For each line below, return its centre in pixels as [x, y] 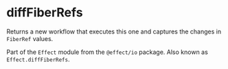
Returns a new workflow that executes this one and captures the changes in [114, 31]
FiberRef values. [30, 38]
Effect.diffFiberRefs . [38, 59]
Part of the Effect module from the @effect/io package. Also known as [107, 52]
